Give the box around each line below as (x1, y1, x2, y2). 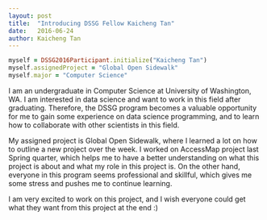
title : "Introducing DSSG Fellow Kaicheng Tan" (8, 19, 175, 27)
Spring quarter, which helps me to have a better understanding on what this (8, 152, 260, 162)
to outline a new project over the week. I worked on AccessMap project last (8, 144, 260, 154)
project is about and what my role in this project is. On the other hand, (8, 161, 240, 171)
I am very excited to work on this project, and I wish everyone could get (8, 194, 246, 204)
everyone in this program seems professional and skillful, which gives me (8, 170, 252, 180)
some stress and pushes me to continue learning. (8, 178, 173, 188)
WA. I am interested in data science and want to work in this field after (8, 94, 241, 104)
